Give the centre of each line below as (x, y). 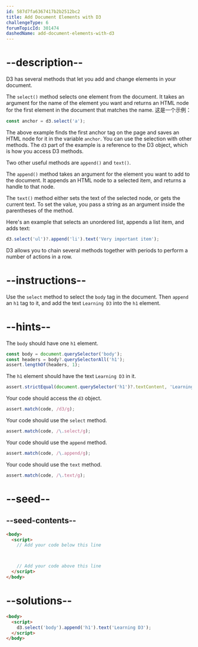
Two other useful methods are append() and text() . (69, 162)
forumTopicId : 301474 (33, 28)
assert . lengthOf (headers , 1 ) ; (43, 365)
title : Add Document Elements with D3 (54, 17)
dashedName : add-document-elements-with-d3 (60, 34)
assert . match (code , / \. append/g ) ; (49, 453)
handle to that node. (30, 186)
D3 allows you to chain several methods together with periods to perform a (97, 250)
